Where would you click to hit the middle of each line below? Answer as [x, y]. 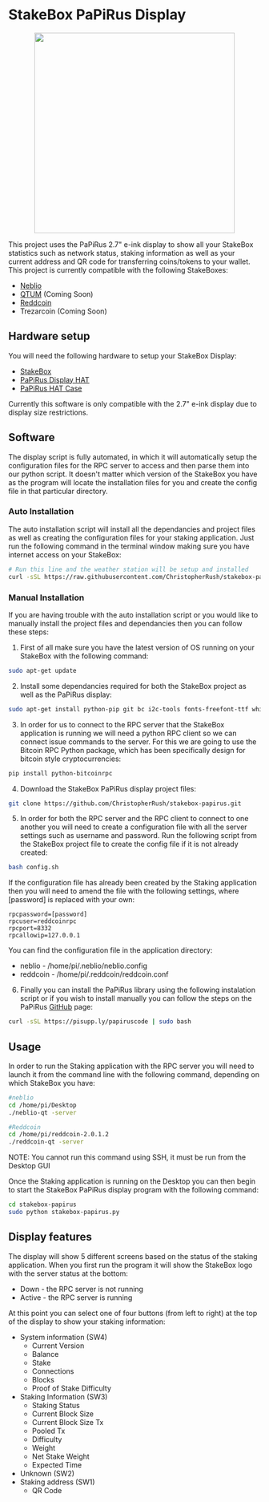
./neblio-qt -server [43, 1112]
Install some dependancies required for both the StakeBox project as [133, 686]
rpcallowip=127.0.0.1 [44, 936]
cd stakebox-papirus [43, 1204]
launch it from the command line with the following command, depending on [134, 1074]
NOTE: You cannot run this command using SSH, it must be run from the [127, 1157]
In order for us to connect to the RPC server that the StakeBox [122, 724]
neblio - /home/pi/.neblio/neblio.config [84, 966]
